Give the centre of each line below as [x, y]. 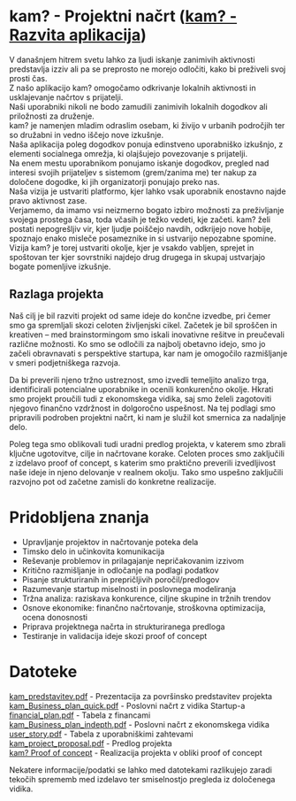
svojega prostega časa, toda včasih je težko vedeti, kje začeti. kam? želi [140, 220]
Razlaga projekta [57, 294]
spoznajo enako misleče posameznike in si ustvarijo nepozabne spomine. [143, 238]
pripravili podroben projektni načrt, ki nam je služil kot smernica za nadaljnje [148, 417]
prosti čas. [28, 78]
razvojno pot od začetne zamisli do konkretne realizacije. [113, 481]
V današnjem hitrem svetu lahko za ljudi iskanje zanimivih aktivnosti [132, 59]
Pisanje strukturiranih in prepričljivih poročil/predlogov [121, 579]
